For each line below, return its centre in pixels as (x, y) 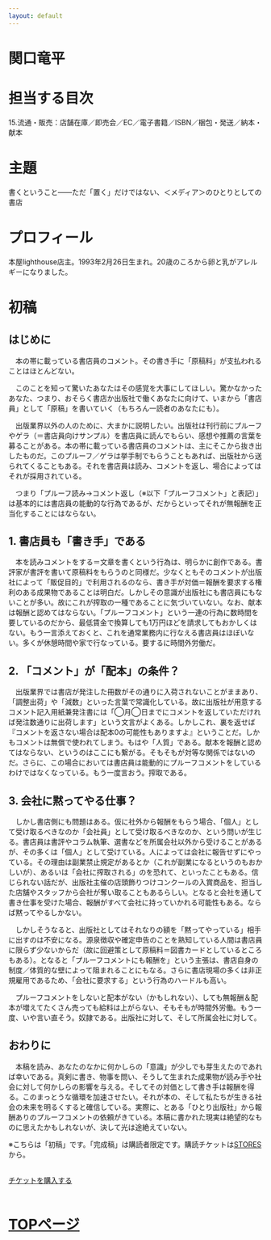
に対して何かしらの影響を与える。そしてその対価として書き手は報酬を (131, 1086)
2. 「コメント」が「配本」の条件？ (94, 671)
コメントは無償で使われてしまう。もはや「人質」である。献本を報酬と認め (138, 742)
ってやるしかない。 (54, 913)
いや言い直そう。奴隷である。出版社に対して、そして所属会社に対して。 (142, 1018)
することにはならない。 (61, 513)
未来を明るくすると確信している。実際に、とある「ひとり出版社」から (139, 1107)
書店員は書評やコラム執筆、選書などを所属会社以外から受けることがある (142, 842)
